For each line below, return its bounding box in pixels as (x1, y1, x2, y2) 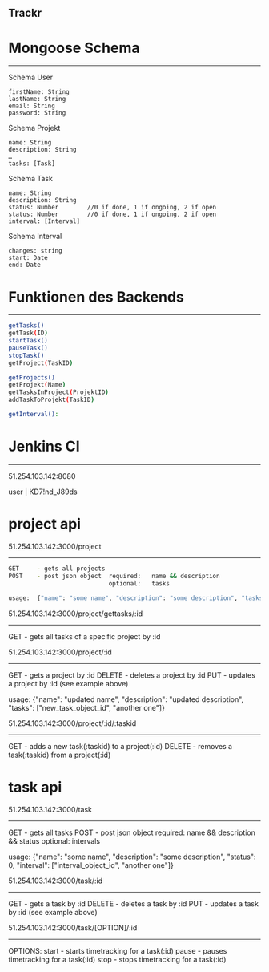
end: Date (8, 261, 42, 269)
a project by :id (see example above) (8, 679, 129, 689)
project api (8, 515, 82, 533)
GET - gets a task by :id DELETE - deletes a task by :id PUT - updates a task (8, 899, 259, 909)
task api (8, 778, 62, 796)
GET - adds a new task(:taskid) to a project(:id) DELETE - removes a (8, 742, 233, 751)
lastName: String (8, 95, 66, 103)
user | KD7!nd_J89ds (8, 487, 78, 496)
